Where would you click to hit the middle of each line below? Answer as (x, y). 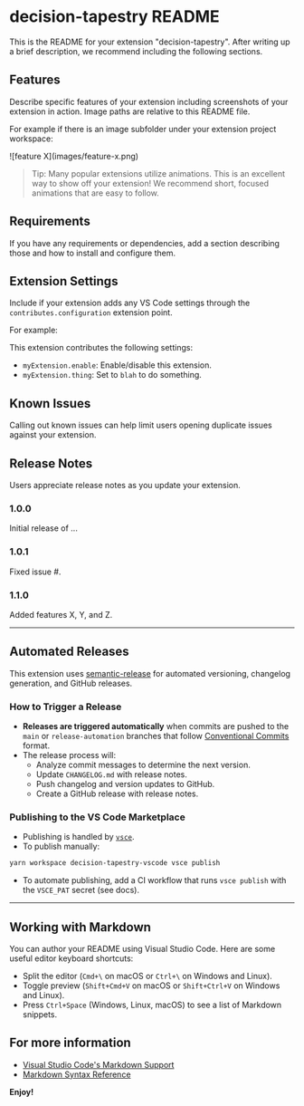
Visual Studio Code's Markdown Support (98, 1064)
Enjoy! (22, 1092)
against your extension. (53, 435)
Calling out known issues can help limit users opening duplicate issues (141, 425)
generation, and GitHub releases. (71, 683)
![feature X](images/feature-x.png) (74, 156)
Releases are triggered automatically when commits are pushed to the (156, 726)
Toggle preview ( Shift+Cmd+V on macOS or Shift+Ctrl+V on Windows (151, 986)
